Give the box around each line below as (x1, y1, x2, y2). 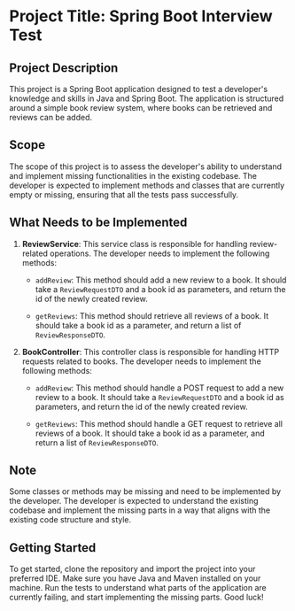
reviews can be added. (9, 112, 93, 122)
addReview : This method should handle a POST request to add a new (35, 383, 284, 393)
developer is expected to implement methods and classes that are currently (9, 180, 285, 190)
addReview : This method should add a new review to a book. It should (35, 275, 287, 285)
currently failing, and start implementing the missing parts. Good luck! (9, 592, 264, 603)
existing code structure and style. (9, 514, 132, 525)
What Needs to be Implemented (9, 215, 188, 230)
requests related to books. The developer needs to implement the (21, 356, 261, 367)
